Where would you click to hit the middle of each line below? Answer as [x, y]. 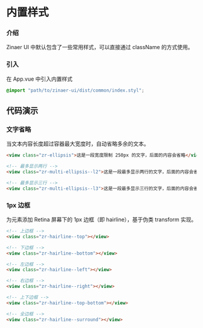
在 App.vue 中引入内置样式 [40, 79]
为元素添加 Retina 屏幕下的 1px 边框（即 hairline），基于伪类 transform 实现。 [101, 219]
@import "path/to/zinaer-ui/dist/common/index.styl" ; [76, 90]
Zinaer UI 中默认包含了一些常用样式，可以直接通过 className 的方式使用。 [100, 47]
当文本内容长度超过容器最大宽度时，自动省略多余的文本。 [78, 144]
